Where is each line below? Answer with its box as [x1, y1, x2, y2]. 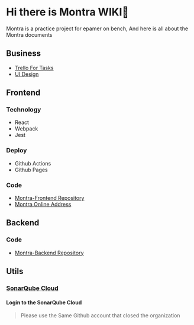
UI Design [14, 71, 39, 78]
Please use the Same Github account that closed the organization [20, 312, 180, 319]
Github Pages [14, 166, 48, 173]
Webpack [14, 125, 38, 132]
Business [6, 49, 41, 59]
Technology [6, 106, 41, 114]
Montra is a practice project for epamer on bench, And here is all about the [6, 25, 188, 32]
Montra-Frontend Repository [14, 195, 85, 202]
